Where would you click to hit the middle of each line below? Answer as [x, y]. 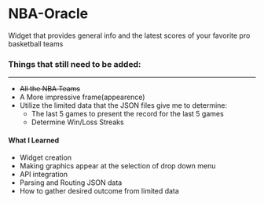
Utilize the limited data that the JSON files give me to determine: [123, 105]
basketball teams [36, 43]
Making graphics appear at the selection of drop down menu [117, 166]
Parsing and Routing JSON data [71, 183]
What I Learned [34, 140]
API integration [44, 175]
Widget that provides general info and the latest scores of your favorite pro [129, 35]
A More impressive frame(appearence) [82, 97]
